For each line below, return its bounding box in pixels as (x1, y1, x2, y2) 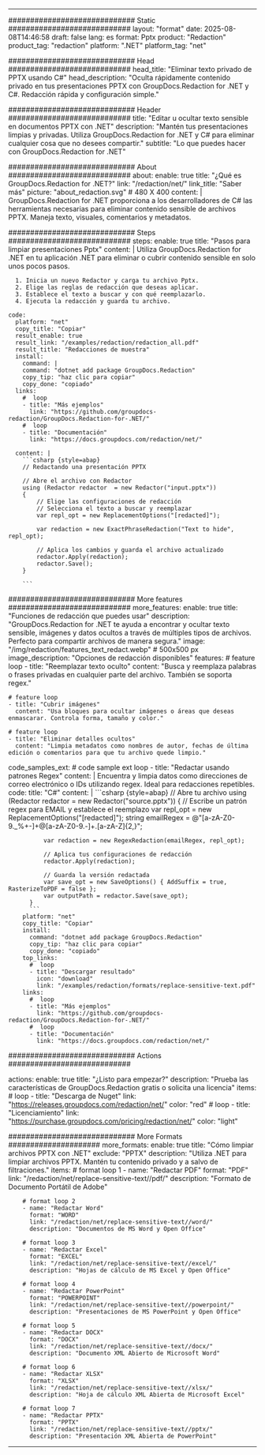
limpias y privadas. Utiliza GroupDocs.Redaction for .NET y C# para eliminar (8, 130, 255, 139)
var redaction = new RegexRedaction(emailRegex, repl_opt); (43, 837, 245, 845)
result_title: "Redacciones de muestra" (15, 346, 150, 354)
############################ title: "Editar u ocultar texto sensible (8, 114, 248, 122)
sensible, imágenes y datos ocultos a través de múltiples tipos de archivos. (8, 628, 252, 637)
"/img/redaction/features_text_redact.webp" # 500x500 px (8, 645, 199, 654)
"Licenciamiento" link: (8, 1108, 80, 1117)
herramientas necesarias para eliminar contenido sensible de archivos (8, 204, 237, 213)
